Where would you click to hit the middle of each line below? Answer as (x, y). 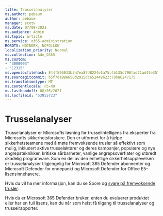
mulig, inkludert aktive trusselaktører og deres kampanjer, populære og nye (80, 148)
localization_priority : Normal (37, 50)
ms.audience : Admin (25, 32)
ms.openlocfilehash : (26, 73)
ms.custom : (16, 59)
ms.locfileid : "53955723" (31, 95)
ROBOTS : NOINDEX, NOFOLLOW (32, 46)
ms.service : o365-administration (39, 41)
